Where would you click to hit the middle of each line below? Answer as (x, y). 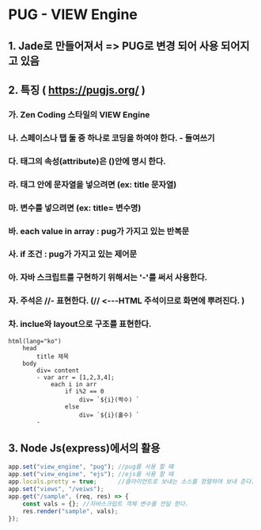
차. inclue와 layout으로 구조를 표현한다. (80, 325)
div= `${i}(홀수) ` (109, 415)
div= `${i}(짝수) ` (109, 399)
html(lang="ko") (35, 341)
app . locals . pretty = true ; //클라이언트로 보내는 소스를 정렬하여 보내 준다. (132, 482)
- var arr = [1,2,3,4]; (76, 377)
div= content (58, 371)
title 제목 (53, 356)
